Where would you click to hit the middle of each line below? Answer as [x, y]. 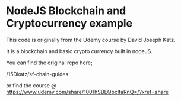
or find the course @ [31, 85]
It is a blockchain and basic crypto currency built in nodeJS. [80, 51]
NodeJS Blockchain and [66, 11]
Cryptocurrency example [69, 23]
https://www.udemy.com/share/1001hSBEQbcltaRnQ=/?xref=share [88, 92]
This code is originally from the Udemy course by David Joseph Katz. [91, 40]
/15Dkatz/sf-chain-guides [37, 74]
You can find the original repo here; [50, 63]
